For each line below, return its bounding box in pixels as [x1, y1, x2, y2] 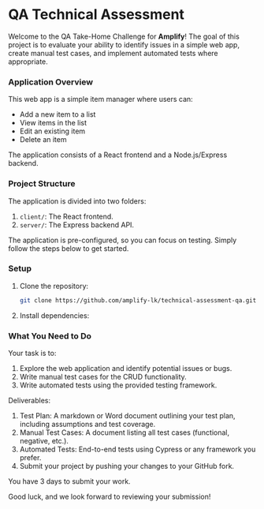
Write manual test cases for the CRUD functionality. [19, 372, 187, 381]
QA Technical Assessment [8, 6, 185, 24]
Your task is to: [8, 349, 57, 357]
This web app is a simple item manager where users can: [8, 95, 193, 104]
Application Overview [8, 77, 93, 88]
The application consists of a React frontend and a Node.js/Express [8, 150, 228, 159]
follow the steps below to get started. [8, 243, 129, 253]
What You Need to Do [8, 330, 92, 341]
